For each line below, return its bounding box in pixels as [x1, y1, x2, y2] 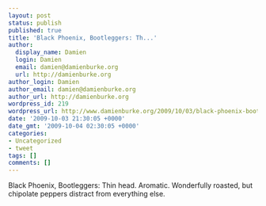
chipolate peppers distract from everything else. [8, 189, 165, 199]
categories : [8, 129, 47, 137]
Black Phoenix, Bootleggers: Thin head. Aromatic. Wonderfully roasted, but [8, 181, 253, 190]
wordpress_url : [8, 108, 59, 116]
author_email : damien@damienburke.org [8, 85, 136, 93]
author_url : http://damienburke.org [8, 93, 129, 101]
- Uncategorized [8, 136, 62, 145]
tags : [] [8, 151, 37, 159]
